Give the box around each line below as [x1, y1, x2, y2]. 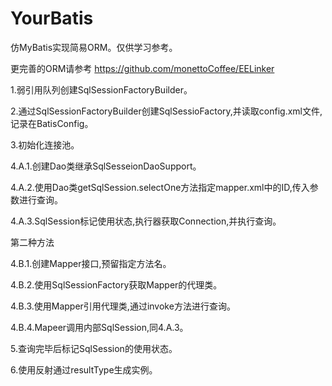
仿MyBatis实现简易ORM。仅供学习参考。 [10, 41, 178, 53]
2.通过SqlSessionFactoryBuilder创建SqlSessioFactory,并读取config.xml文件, [10, 105, 323, 117]
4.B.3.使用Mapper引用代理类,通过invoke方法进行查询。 [10, 300, 236, 312]
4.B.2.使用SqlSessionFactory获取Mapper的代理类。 [10, 278, 223, 291]
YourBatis [10, 7, 94, 30]
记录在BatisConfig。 [10, 117, 94, 129]
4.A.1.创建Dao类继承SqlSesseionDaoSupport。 [10, 160, 202, 172]
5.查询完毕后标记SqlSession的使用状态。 [10, 342, 178, 354]
